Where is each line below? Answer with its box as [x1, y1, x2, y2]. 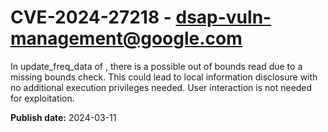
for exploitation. [10, 92, 75, 104]
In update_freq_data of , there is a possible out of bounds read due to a [10, 60, 303, 72]
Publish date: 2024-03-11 [10, 111, 117, 123]
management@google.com [10, 27, 243, 50]
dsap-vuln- [175, 6, 272, 29]
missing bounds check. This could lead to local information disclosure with [10, 71, 318, 83]
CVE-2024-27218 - [10, 6, 172, 29]
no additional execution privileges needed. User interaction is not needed [10, 81, 313, 93]
